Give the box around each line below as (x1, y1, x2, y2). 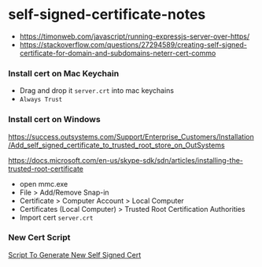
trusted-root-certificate (8, 164, 84, 173)
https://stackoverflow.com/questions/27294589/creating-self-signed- (19, 39, 248, 49)
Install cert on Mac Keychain (8, 68, 120, 79)
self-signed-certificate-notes (8, 6, 206, 24)
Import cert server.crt (19, 213, 94, 222)
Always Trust (19, 96, 63, 104)
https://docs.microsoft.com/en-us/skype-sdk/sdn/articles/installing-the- (8, 155, 244, 165)
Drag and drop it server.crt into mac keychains (19, 86, 175, 95)
